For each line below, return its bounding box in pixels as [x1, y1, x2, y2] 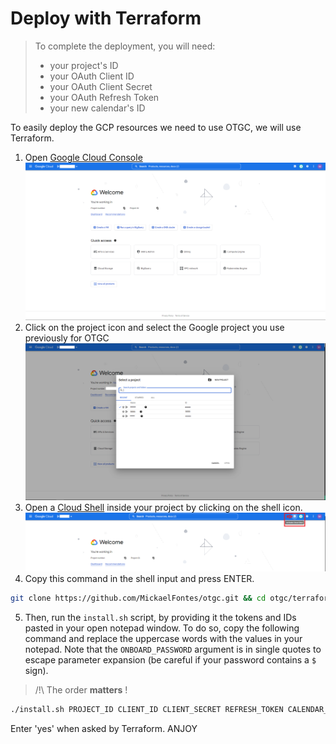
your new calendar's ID [49, 102, 146, 114]
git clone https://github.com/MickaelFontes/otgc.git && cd [10, 593, 267, 604]
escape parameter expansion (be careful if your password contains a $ [24, 654, 317, 666]
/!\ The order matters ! [34, 684, 128, 696]
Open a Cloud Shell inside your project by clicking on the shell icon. [24, 502, 303, 514]
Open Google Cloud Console [24, 151, 143, 163]
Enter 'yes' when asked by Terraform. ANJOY [10, 723, 198, 735]
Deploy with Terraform [10, 7, 202, 30]
